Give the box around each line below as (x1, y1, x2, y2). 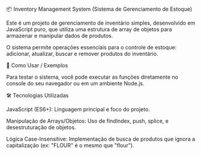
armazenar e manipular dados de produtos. (6, 32, 113, 39)
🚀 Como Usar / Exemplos (6, 62, 68, 68)
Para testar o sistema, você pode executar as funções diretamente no (6, 73, 179, 81)
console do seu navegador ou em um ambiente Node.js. (6, 80, 145, 87)
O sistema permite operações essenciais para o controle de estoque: (6, 44, 177, 50)
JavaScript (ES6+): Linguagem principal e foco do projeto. (6, 106, 150, 113)
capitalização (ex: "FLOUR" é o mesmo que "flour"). (6, 142, 134, 149)
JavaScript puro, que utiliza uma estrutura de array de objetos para (6, 26, 172, 32)
